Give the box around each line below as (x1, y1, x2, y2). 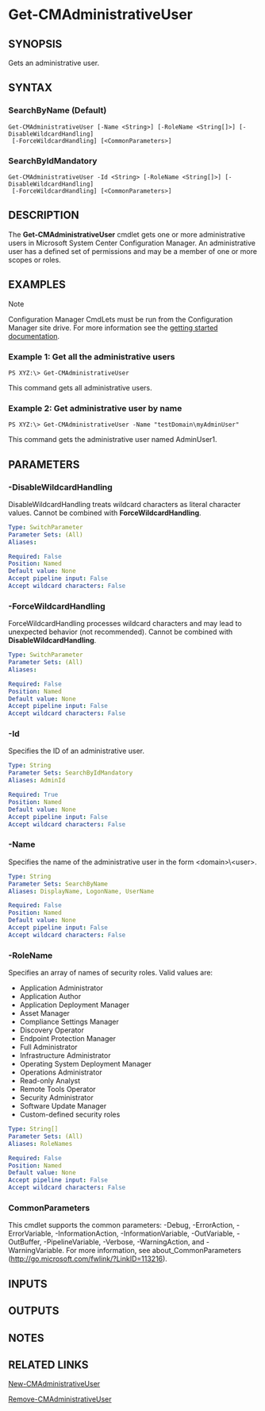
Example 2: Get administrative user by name (8, 402, 182, 413)
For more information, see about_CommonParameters (66, 1246, 242, 1255)
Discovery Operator (19, 1025, 85, 1035)
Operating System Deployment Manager (19, 1059, 152, 1069)
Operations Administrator (19, 1067, 103, 1077)
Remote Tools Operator (19, 1085, 97, 1094)
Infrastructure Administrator (19, 1051, 111, 1060)
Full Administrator (19, 1042, 78, 1052)
